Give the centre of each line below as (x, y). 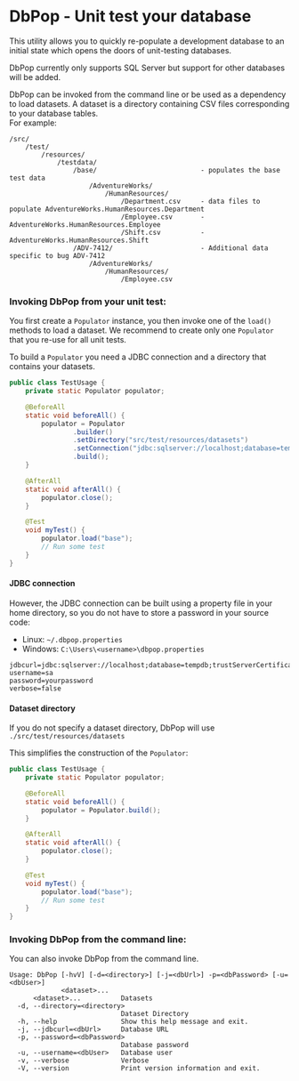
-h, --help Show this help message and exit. (133, 1022)
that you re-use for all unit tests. (68, 340)
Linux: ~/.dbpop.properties (72, 639)
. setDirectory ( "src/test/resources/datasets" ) (161, 440)
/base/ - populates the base (176, 170)
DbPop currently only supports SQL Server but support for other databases (147, 68)
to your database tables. (54, 113)
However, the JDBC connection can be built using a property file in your (141, 603)
